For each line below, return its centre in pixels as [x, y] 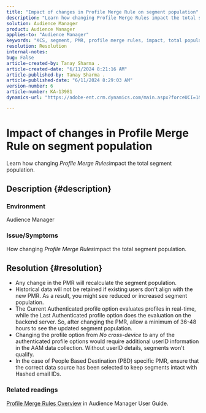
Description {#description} [59, 189]
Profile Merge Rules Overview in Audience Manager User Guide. [87, 403]
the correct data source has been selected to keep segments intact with [106, 368]
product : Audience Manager [41, 29]
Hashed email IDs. [38, 374]
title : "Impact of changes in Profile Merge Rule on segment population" [103, 12]
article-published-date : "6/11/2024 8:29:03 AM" [70, 80]
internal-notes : [27, 52]
